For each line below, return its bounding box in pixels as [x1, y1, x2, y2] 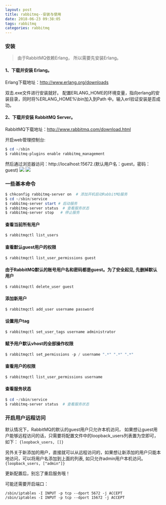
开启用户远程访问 [5, 414, 46, 421]
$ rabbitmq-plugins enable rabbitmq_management [5, 151, 105, 156]
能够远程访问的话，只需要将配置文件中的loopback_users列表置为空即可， [9, 433, 159, 439]
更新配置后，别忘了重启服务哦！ [5, 470, 70, 476]
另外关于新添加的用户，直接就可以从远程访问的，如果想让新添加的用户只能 [5, 450, 157, 456]
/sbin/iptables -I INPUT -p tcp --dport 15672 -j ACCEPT [5, 495, 125, 500]
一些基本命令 [5, 180, 36, 187]
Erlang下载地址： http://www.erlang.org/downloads [5, 79, 109, 85]
